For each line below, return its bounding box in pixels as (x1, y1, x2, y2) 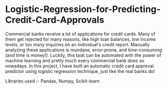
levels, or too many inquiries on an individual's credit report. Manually (5, 41, 150, 47)
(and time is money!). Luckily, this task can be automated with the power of (5, 52, 161, 58)
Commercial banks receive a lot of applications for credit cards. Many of (5, 31, 155, 37)
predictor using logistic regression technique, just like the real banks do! (5, 68, 155, 74)
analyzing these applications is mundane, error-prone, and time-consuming (5, 47, 162, 53)
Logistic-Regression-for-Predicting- (5, 4, 161, 15)
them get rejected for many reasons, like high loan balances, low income (5, 36, 156, 42)
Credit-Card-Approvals (5, 14, 104, 26)
